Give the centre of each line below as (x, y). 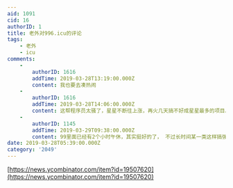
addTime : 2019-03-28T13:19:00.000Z (84, 78)
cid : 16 (18, 20)
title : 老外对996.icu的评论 (44, 33)
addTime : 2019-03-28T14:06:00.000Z (84, 104)
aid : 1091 (21, 14)
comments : (21, 59)
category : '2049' (32, 150)
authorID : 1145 (54, 124)
